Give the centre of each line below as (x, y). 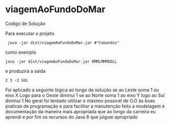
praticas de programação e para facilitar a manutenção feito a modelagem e (85, 106)
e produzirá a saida (25, 71)
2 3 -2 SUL (17, 80)
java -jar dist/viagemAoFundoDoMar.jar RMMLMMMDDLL (61, 61)
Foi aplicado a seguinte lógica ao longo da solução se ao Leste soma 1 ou (82, 90)
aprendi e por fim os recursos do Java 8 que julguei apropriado (72, 117)
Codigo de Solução (25, 23)
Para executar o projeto (30, 33)
